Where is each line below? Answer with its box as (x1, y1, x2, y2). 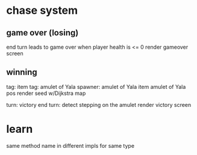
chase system (6, 4, 78, 17)
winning (6, 67, 37, 77)
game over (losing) (6, 28, 79, 38)
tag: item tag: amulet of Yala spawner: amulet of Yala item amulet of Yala (6, 83, 186, 90)
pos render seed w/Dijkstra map (6, 90, 86, 97)
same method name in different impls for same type (6, 142, 134, 149)
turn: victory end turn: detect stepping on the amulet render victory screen (6, 101, 192, 108)
